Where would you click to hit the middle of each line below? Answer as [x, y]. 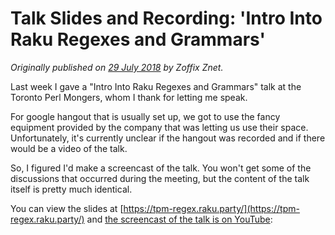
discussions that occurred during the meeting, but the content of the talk [160, 178]
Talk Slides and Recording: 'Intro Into [166, 18]
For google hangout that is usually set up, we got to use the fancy [145, 116]
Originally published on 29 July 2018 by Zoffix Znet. [117, 67]
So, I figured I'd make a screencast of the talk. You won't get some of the [161, 168]
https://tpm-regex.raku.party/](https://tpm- [211, 208]
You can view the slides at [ [67, 208]
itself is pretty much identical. [71, 189]
